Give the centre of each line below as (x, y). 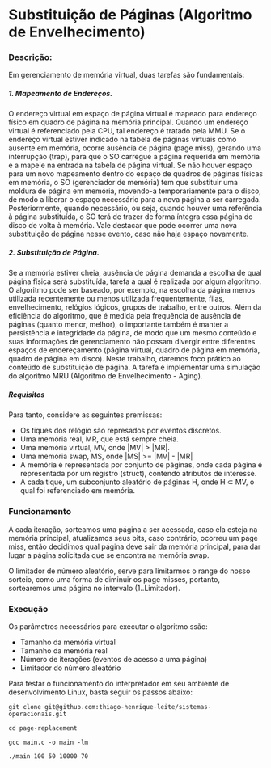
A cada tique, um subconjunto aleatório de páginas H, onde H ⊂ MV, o (137, 482)
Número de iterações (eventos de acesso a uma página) (114, 659)
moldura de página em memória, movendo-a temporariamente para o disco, (135, 191)
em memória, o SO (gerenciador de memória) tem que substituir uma (123, 183)
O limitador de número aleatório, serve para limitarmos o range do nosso (129, 571)
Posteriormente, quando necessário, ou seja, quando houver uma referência (135, 209)
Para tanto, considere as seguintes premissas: (85, 415)
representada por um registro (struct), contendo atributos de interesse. (138, 474)
